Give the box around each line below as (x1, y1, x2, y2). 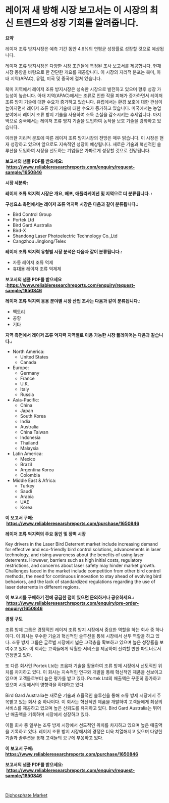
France (20, 375, 35, 381)
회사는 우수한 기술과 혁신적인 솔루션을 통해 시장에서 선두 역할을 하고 (21, 633, 155, 639)
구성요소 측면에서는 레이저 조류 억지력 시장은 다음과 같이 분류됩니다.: (5, 201, 139, 207)
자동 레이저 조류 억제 (12, 259, 53, 265)
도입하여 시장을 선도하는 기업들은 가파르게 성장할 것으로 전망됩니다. (18, 147, 151, 153)
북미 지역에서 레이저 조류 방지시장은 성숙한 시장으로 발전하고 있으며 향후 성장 (5, 86, 156, 92)
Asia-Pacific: (12, 396, 39, 403)
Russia (20, 391, 34, 397)
